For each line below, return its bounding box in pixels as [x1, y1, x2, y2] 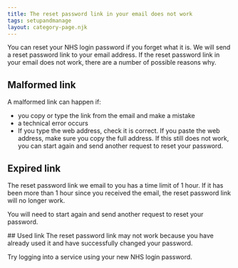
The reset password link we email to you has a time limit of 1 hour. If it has [7, 181, 224, 189]
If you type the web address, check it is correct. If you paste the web [17, 127, 220, 135]
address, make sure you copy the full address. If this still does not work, [17, 134, 229, 143]
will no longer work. [7, 196, 66, 205]
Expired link [7, 162, 61, 174]
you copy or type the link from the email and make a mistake [17, 112, 196, 120]
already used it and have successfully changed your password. [7, 239, 193, 247]
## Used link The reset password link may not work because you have [7, 232, 214, 240]
